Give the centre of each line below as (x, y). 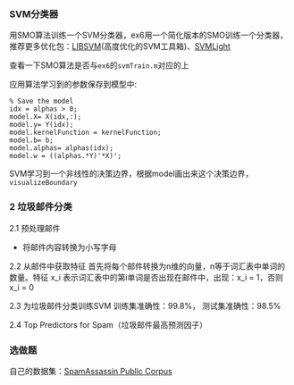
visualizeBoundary (43, 183)
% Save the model (42, 101)
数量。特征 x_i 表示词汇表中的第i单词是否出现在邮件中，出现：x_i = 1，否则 (146, 277)
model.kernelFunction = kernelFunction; (86, 133)
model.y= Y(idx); (42, 125)
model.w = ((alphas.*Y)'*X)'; (66, 156)
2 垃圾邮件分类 (41, 207)
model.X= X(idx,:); (46, 117)
